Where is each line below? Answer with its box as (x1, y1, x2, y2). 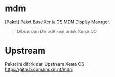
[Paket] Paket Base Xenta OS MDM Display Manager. (5, 19, 110, 25)
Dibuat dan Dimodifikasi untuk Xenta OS (16, 28, 97, 34)
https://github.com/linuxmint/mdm (5, 66, 73, 72)
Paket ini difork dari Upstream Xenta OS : (5, 61, 87, 67)
